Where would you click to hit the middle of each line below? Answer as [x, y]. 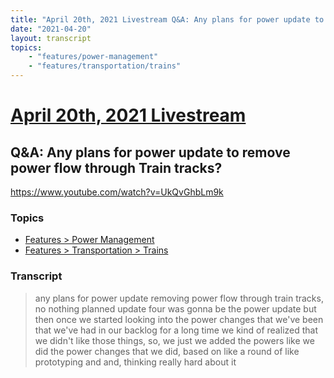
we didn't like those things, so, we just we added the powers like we [174, 340]
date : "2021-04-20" [51, 29]
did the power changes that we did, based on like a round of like [167, 351]
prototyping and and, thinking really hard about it [135, 362]
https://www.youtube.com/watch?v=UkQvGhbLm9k [117, 192]
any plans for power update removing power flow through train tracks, [179, 298]
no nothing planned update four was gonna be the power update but [175, 308]
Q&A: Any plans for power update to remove [150, 152]
